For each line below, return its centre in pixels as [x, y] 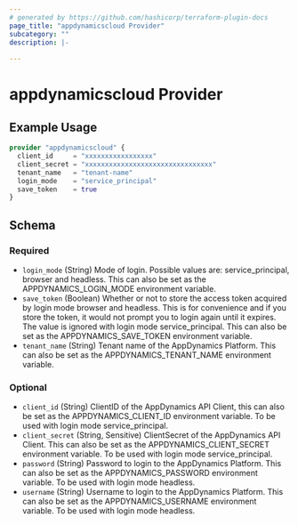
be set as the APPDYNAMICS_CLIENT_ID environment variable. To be [149, 416]
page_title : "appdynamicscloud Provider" [87, 26]
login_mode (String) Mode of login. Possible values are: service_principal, [156, 270]
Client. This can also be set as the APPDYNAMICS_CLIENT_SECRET [145, 445]
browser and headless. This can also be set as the [114, 279]
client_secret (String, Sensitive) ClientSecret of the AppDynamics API [151, 435]
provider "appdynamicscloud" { [67, 148]
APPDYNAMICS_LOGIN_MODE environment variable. [119, 288]
